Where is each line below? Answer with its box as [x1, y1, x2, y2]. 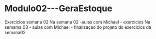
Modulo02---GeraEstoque [4, 3, 112, 14]
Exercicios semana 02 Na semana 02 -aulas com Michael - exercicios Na [4, 19, 151, 25]
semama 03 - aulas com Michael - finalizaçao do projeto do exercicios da [4, 24, 151, 30]
